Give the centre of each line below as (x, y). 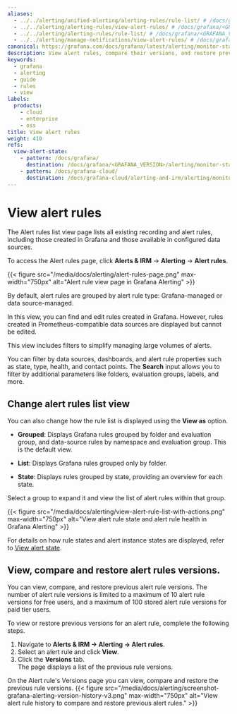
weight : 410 (25, 138)
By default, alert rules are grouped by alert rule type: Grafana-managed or (115, 296)
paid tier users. (29, 610)
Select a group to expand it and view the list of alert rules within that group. (117, 498)
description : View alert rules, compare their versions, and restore (112, 54)
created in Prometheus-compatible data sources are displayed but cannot (115, 325)
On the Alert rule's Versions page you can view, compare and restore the (113, 681)
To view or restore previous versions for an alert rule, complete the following (118, 623)
